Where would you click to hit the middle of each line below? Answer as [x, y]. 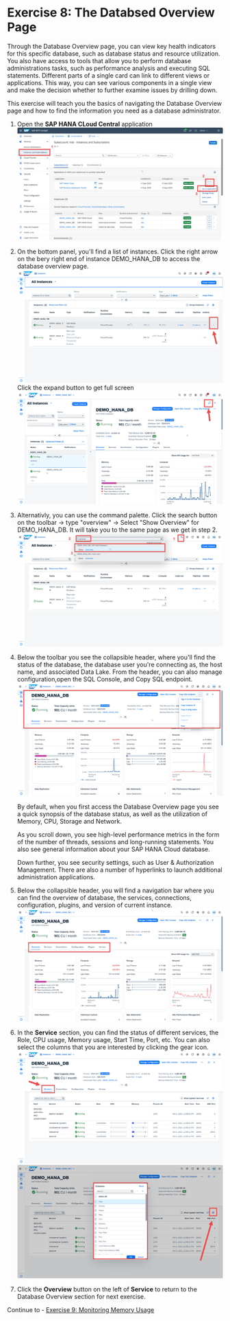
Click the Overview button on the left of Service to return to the [107, 1289]
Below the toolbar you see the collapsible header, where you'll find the [116, 657]
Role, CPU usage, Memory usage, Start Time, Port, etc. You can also [113, 1040]
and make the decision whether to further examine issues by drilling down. [112, 90]
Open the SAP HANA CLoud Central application [85, 124]
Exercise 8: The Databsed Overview [111, 13]
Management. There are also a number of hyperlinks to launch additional [119, 870]
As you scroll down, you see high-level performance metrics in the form [118, 835]
